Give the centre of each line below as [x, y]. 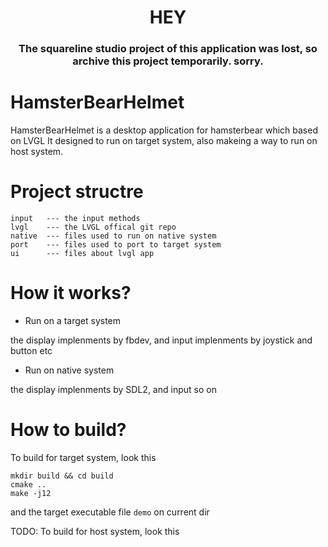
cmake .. [28, 484]
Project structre [77, 192]
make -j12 [31, 493]
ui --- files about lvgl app [82, 253]
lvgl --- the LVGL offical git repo [93, 227]
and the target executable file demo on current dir [110, 512]
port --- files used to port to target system [116, 244]
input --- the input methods [75, 218]
